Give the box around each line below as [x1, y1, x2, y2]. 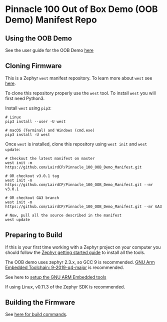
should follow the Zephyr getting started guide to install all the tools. [5, 249, 145, 255]
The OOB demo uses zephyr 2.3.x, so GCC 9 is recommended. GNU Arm [5, 259, 155, 265]
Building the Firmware [5, 298, 75, 307]
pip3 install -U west [5, 132, 50, 137]
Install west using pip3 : [5, 105, 51, 111]
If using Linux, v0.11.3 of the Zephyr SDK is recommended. [5, 283, 125, 289]
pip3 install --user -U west [5, 119, 66, 124]
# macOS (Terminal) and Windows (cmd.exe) [5, 127, 95, 133]
